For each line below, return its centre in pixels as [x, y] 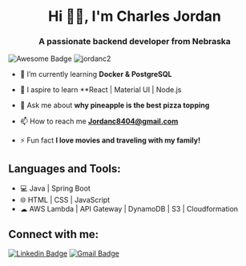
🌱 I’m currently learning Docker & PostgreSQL [96, 75]
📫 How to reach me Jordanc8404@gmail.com [99, 121]
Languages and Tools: [65, 169]
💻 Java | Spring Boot [55, 188]
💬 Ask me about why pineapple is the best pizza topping [115, 105]
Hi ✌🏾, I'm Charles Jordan [135, 16]
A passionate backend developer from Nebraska [135, 42]
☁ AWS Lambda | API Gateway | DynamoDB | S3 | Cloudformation [129, 209]
